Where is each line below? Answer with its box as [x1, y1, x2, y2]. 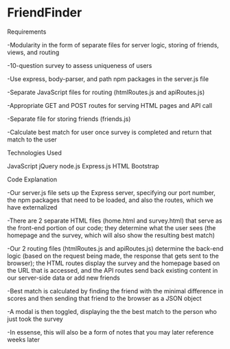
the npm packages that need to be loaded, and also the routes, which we [7, 196, 214, 204]
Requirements [7, 27, 47, 36]
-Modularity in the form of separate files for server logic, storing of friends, [7, 41, 220, 49]
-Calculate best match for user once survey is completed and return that [7, 128, 212, 136]
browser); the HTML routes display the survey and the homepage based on [7, 259, 220, 267]
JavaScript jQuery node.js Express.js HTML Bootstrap [7, 161, 159, 170]
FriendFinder [7, 5, 82, 21]
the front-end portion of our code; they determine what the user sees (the [7, 223, 216, 232]
